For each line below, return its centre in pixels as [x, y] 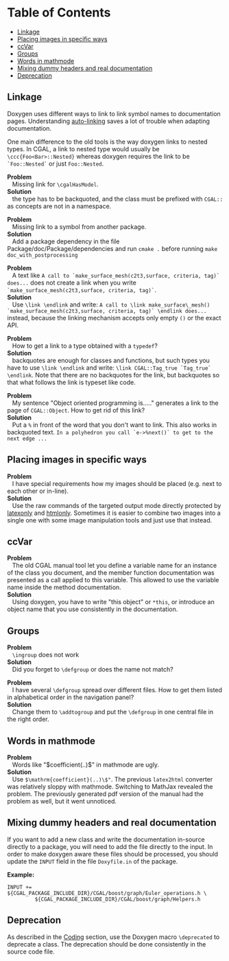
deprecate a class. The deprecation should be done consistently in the [107, 944]
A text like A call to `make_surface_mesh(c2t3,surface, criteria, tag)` [116, 275]
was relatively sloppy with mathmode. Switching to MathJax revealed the [110, 786]
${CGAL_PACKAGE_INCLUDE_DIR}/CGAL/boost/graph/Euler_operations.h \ [107, 893]
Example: [21, 874]
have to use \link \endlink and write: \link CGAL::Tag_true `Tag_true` [109, 367]
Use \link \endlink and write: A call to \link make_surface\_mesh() [111, 305]
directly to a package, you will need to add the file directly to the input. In [110, 846]
